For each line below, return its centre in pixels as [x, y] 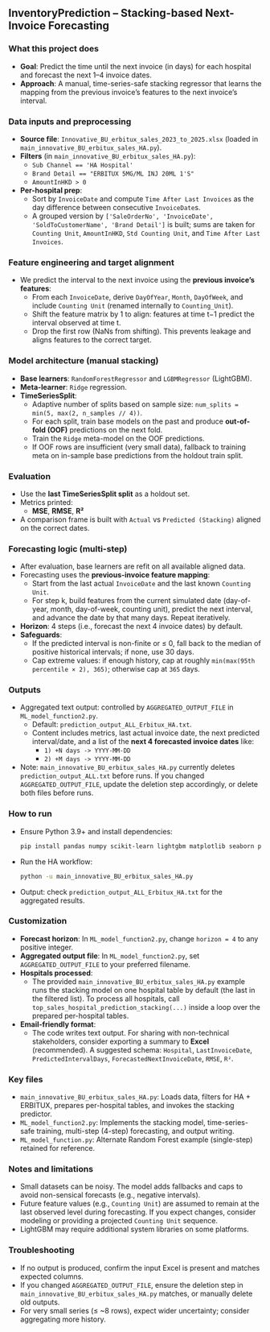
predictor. [36, 1114]
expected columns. [52, 1276]
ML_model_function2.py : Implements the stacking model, [113, 1123]
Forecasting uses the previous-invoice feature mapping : [115, 575]
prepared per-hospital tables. [80, 1016]
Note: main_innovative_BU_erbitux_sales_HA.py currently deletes [127, 767]
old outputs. [40, 1302]
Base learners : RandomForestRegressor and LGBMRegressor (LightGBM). [136, 379]
